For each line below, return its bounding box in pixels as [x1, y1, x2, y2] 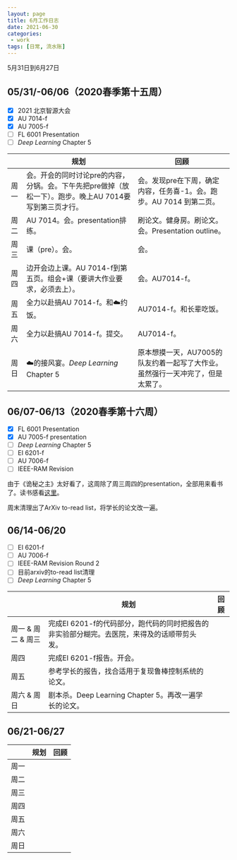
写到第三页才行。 [26, 202, 83, 212]
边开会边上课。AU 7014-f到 [26, 263, 121, 273]
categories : [7, 30, 42, 37]
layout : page [7, 10, 46, 18]
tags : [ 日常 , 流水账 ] [7, 43, 66, 50]
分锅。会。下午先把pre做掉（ [26, 181, 122, 191]
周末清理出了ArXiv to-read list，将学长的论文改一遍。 [7, 503, 162, 512]
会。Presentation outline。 [137, 226, 226, 236]
